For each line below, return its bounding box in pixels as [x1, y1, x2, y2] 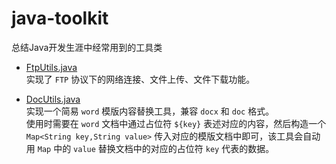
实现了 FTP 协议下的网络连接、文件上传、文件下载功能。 [25, 73, 256, 85]
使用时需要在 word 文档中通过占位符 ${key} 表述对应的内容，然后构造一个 [25, 117, 327, 129]
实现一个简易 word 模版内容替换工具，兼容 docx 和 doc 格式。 [25, 105, 275, 117]
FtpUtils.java [25, 61, 78, 73]
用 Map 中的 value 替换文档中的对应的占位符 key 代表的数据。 [25, 142, 275, 154]
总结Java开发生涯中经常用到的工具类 [11, 41, 163, 53]
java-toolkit [11, 7, 109, 30]
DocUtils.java [25, 93, 81, 105]
